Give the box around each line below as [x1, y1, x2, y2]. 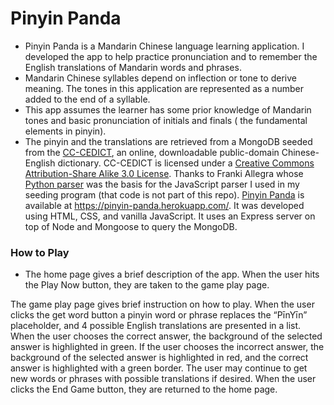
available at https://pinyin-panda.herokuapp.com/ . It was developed [24, 199, 305, 211]
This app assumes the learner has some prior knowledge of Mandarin [24, 103, 312, 116]
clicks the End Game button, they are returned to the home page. [10, 383, 278, 396]
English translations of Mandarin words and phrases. [24, 61, 242, 73]
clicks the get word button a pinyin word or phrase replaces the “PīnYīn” [10, 309, 308, 321]
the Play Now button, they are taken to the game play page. [24, 279, 270, 291]
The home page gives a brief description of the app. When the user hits [24, 268, 320, 281]
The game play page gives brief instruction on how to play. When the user [10, 298, 315, 311]
